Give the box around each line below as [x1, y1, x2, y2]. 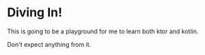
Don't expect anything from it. [7, 40, 92, 48]
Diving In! [7, 5, 63, 20]
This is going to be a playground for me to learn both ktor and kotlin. [7, 27, 199, 35]
